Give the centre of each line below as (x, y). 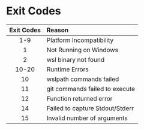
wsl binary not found (76, 59)
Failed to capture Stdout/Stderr (90, 108)
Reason (58, 30)
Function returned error (79, 98)
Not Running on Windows (82, 50)
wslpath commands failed (83, 79)
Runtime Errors (67, 69)
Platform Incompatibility (80, 40)
